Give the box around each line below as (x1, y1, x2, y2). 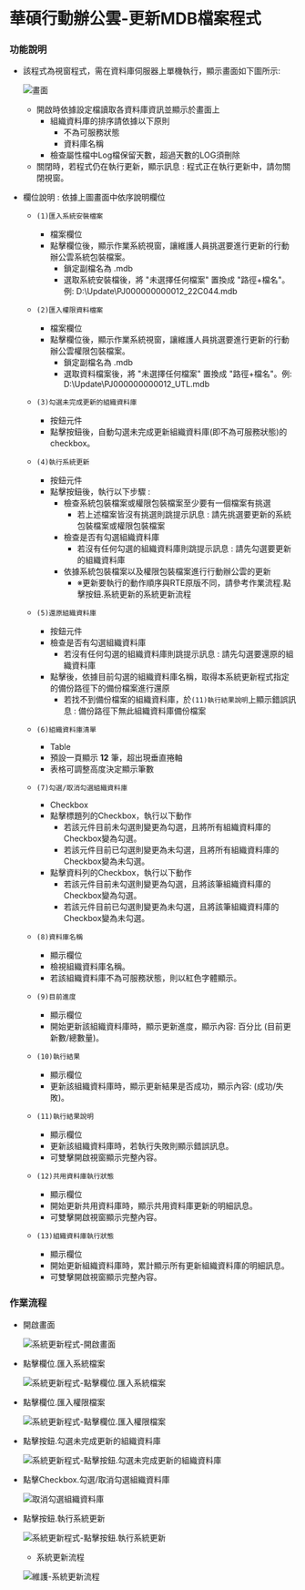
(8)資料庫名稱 (36, 933, 84, 942)
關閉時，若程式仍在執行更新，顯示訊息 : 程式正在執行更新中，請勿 (36, 161, 283, 172)
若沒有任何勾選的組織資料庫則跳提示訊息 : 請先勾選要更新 (76, 543, 291, 554)
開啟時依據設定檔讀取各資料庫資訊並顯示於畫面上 (36, 104, 220, 115)
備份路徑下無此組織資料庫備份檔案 (78, 705, 207, 716)
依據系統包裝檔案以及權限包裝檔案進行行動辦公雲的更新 (63, 566, 271, 577)
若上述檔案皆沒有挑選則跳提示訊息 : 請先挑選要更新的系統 (76, 509, 291, 520)
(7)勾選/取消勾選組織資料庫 (36, 784, 128, 793)
